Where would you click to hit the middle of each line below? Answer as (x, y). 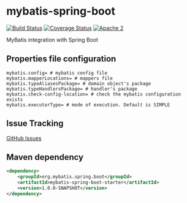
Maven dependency (45, 157)
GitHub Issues (24, 138)
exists (15, 99)
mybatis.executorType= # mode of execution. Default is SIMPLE (88, 105)
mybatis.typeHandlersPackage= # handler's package (72, 89)
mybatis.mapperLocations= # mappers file (60, 78)
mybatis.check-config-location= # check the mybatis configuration (94, 94)
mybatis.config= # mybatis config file (57, 73)
